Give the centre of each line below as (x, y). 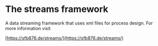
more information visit (28, 28)
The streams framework (57, 9)
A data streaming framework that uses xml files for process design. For (79, 23)
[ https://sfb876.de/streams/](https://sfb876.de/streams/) (64, 38)
